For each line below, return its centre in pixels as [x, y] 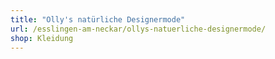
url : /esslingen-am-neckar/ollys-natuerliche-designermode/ [138, 29]
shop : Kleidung [42, 38]
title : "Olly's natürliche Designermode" [98, 19]
